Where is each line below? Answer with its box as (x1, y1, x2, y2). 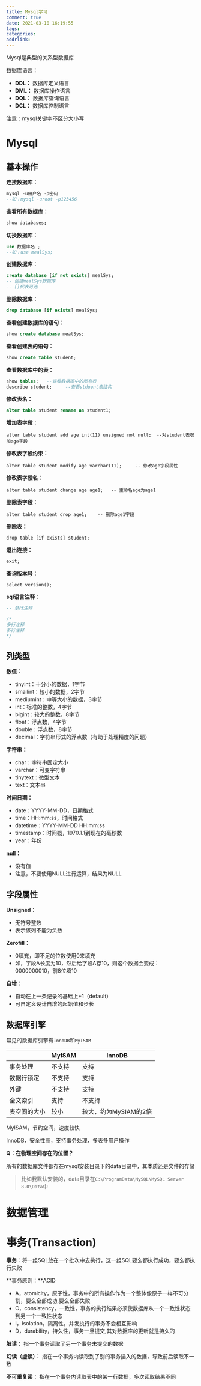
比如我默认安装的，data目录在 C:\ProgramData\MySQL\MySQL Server (20, 1175, 184, 1182)
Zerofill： (6, 940, 30, 947)
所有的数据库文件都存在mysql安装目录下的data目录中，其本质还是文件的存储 (6, 1162, 195, 1169)
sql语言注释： (6, 593, 41, 601)
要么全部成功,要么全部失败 (25, 1297, 91, 1304)
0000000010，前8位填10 (14, 967, 77, 974)
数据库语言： (6, 67, 38, 74)
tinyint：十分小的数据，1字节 (14, 681, 85, 688)
